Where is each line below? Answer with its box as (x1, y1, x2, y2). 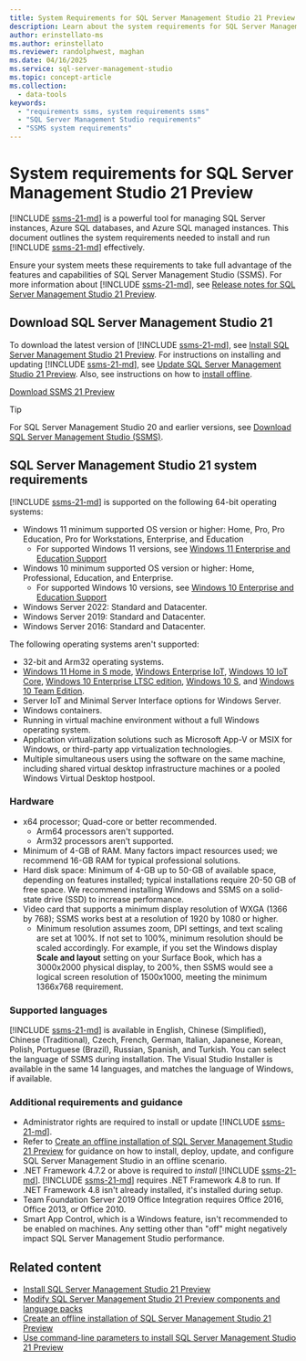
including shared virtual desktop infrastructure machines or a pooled (22, 763, 280, 774)
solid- (260, 883, 284, 895)
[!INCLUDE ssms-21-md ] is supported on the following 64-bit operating (9, 496, 277, 507)
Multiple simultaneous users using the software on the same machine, (22, 753, 286, 764)
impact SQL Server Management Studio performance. (22, 1233, 225, 1244)
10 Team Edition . (22, 685, 85, 696)
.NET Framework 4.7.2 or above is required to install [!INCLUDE (22, 1166, 260, 1176)
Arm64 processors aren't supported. (36, 826, 175, 837)
